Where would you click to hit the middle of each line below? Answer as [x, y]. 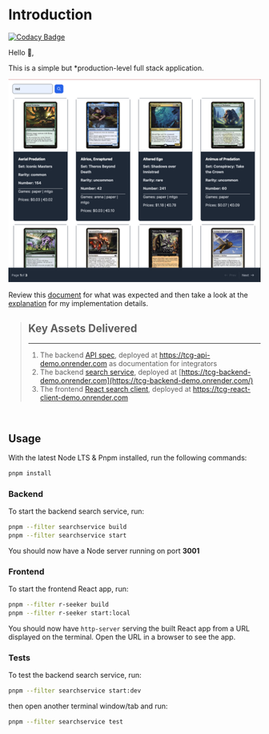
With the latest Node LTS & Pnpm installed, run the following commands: [128, 458]
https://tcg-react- [221, 389]
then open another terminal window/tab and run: [88, 706]
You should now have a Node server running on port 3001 [104, 551]
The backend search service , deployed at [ [110, 372]
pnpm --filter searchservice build [68, 527]
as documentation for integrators [163, 364]
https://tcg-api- [185, 355]
